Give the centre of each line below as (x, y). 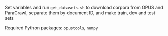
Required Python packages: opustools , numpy (52, 28)
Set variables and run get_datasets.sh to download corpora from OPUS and (84, 7)
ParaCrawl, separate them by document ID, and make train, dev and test (80, 13)
